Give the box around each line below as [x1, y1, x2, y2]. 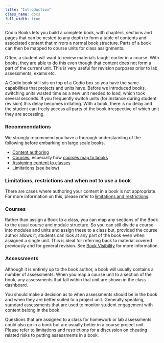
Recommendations [5, 123, 51, 130]
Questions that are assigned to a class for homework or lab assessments [5, 317, 152, 322]
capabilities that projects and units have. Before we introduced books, [5, 85, 146, 91]
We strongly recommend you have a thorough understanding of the [5, 134, 141, 140]
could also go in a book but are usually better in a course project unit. [5, 321, 145, 327]
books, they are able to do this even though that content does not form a [5, 60, 151, 66]
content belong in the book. [5, 307, 61, 313]
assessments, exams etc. [5, 71, 56, 76]
